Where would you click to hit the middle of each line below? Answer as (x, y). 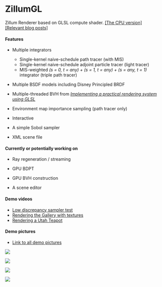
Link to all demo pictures (37, 242)
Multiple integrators (32, 50)
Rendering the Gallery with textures (48, 215)
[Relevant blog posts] (26, 27)
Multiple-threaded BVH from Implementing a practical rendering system (84, 94)
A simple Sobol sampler (36, 128)
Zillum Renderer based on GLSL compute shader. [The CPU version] (74, 23)
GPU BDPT (23, 169)
